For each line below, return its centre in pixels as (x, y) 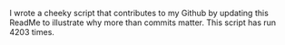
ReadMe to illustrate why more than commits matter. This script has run (143, 22)
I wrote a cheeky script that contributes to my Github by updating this (139, 13)
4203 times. (32, 32)
